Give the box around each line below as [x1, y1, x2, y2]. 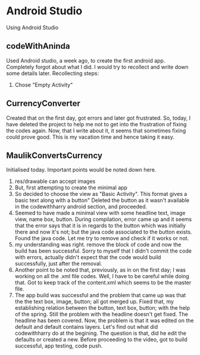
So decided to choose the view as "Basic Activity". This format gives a [14, 191, 187, 198]
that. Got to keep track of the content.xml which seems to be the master [14, 279, 192, 287]
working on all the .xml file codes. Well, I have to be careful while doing [14, 273, 189, 280]
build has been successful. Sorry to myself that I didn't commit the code [14, 247, 192, 254]
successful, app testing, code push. [14, 342, 103, 350]
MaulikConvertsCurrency [6, 150, 103, 160]
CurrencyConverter [6, 98, 80, 108]
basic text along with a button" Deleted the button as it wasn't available [14, 197, 189, 204]
